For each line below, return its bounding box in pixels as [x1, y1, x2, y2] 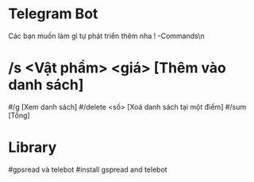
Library [8, 138, 57, 157]
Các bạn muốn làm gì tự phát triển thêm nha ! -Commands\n [8, 31, 205, 41]
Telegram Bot [8, 5, 98, 23]
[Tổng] [8, 110, 30, 120]
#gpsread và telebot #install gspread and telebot [8, 165, 168, 174]
